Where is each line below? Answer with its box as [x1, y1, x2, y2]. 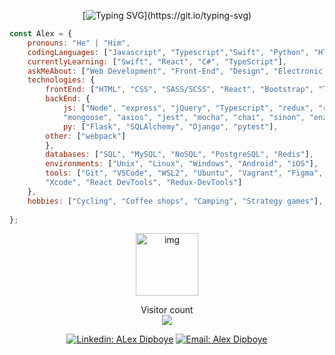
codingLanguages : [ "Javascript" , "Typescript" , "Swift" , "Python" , [27, 47, 310, 57]
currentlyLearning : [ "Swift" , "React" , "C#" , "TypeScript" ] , [27, 56, 288, 67]
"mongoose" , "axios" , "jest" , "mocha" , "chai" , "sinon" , [62, 112, 306, 122]
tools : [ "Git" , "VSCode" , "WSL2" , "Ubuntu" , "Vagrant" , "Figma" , [45, 168, 324, 179]
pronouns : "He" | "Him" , [27, 38, 131, 48]
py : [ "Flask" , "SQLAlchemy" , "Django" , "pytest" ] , [62, 121, 279, 132]
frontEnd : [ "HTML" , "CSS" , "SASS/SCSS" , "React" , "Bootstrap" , [45, 85, 314, 95]
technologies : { [27, 75, 96, 85]
